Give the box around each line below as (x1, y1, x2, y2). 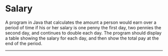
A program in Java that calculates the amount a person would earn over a (5, 19, 156, 25)
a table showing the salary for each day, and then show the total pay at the (5, 35, 159, 41)
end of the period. (5, 40, 42, 46)
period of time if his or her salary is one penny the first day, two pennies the (5, 24, 161, 30)
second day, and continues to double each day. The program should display (5, 30, 161, 36)
